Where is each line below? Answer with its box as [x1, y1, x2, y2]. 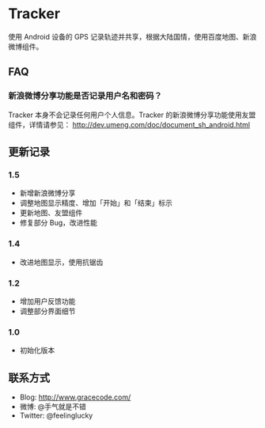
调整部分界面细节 [19, 306, 76, 316]
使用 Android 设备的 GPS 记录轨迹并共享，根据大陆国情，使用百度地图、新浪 [8, 32, 257, 41]
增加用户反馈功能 [19, 296, 76, 305]
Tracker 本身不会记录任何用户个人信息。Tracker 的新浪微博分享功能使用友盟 [8, 110, 256, 119]
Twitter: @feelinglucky [19, 411, 93, 420]
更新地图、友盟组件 [19, 208, 83, 218]
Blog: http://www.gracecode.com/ [19, 392, 131, 402]
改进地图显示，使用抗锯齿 [19, 257, 104, 267]
